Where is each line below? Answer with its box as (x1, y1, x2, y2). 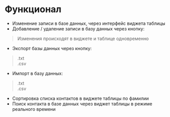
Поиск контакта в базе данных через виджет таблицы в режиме (12, 100, 153, 107)
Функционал (5, 4, 62, 15)
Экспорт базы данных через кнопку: (12, 45, 92, 51)
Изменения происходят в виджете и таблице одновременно (17, 35, 149, 42)
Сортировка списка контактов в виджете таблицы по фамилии (12, 95, 149, 101)
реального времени (12, 106, 56, 112)
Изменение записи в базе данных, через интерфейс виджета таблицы (12, 20, 165, 26)
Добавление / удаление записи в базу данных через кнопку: (12, 25, 145, 31)
